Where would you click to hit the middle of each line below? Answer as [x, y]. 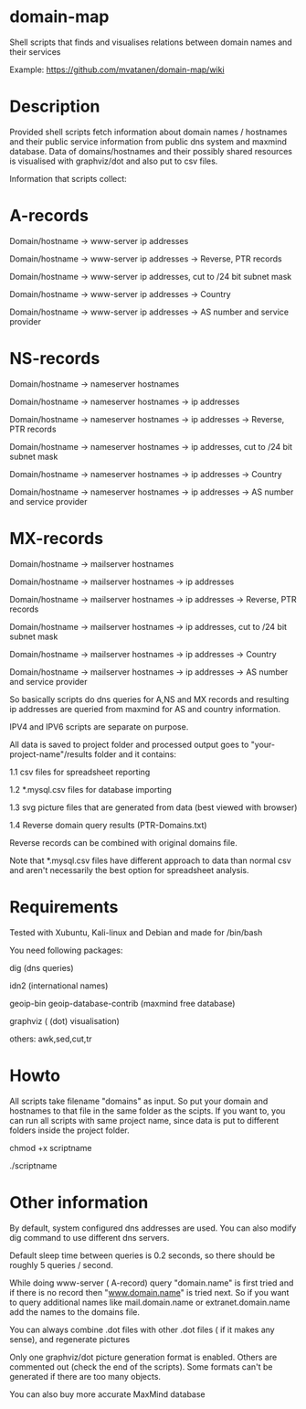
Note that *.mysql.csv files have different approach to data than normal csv [151, 860]
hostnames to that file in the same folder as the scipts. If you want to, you [148, 1110]
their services [35, 51]
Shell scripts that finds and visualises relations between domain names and [151, 42]
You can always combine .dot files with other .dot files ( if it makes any [142, 1329]
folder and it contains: [135, 754]
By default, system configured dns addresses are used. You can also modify [153, 1228]
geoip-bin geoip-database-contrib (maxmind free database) [122, 1003]
